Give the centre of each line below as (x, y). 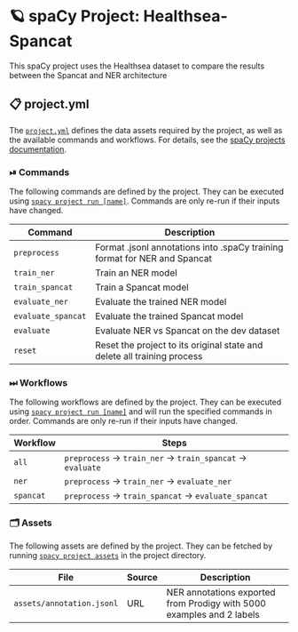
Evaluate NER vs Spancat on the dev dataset (187, 331)
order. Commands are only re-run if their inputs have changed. (123, 421)
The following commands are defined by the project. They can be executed (147, 192)
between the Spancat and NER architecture (88, 75)
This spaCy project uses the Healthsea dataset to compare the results (137, 66)
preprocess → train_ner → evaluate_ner (148, 482)
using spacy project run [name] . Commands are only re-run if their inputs (145, 201)
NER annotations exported (221, 592)
